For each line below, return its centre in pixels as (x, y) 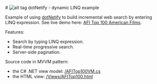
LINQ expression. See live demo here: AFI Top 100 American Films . (74, 22)
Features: (15, 32)
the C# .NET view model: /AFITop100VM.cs (56, 71)
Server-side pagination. (37, 52)
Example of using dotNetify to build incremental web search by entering (79, 17)
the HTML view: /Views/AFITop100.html (53, 76)
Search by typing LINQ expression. (48, 42)
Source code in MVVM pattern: (37, 62)
